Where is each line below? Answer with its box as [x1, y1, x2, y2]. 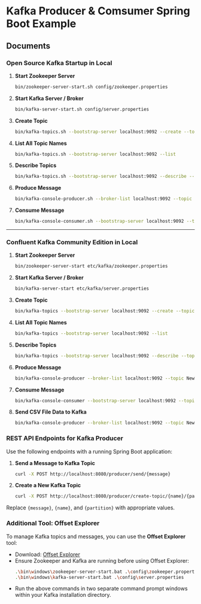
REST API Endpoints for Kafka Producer [6, 434, 124, 442]
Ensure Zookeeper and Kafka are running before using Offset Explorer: [14, 557, 190, 564]
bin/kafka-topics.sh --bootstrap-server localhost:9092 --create [14, 129, 181, 135]
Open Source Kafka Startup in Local [6, 59, 112, 67]
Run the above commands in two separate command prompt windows [14, 585, 188, 592]
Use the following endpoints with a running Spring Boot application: [6, 448, 172, 455]
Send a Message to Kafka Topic [14, 459, 96, 466]
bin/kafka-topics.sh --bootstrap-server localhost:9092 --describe [14, 174, 187, 180]
